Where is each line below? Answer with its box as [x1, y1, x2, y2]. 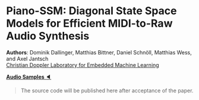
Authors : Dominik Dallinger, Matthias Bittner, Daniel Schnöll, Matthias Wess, [6, 49, 192, 56]
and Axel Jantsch [6, 55, 49, 62]
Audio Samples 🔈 [6, 73, 52, 80]
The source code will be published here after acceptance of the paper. [20, 87, 194, 94]
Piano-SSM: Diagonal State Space [6, 4, 177, 18]
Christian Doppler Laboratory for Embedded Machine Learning [6, 61, 159, 69]
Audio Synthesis [6, 30, 90, 43]
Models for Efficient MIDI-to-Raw [6, 17, 173, 30]
